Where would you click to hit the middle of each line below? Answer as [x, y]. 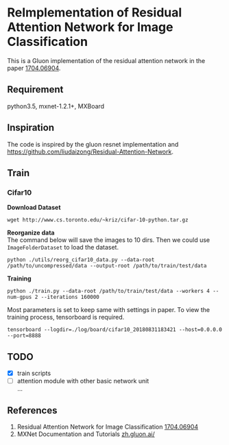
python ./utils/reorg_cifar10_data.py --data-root [81, 260]
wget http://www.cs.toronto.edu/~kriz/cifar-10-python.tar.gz [98, 220]
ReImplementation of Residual [95, 13]
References [32, 410]
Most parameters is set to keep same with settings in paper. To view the [109, 310]
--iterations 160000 [70, 297]
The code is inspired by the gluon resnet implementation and [93, 144]
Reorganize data [31, 233]
